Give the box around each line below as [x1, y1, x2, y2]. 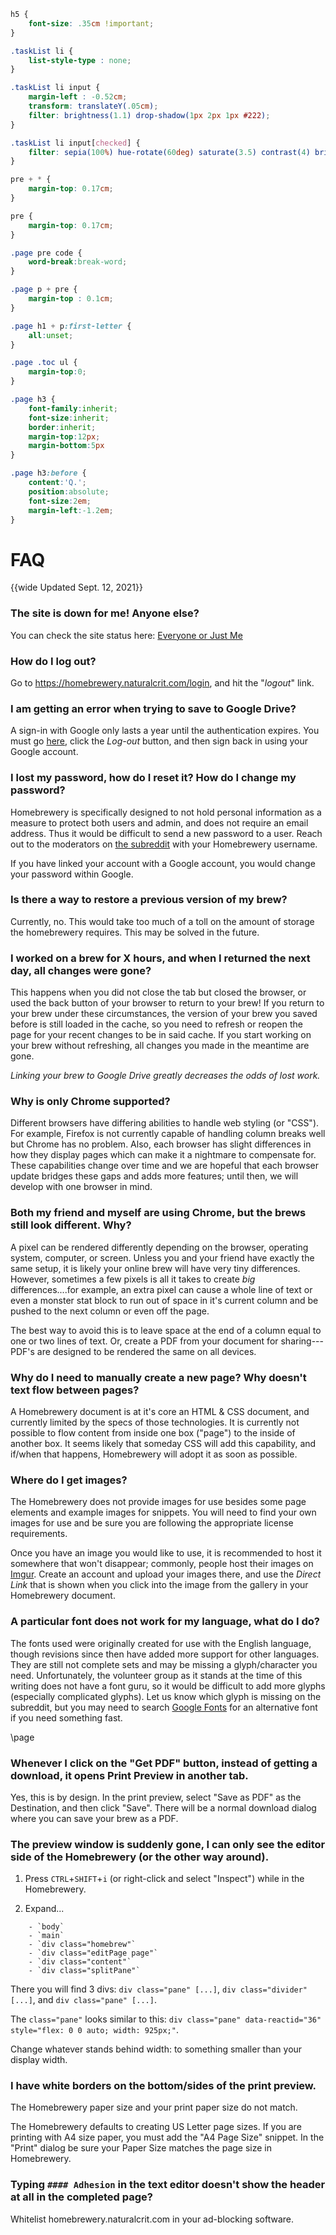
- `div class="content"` [28, 1957, 132, 1967]
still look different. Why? [10, 1218, 132, 1232]
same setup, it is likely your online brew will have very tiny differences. [10, 1262, 301, 1274]
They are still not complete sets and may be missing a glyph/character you [10, 1658, 318, 1670]
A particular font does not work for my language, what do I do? [10, 1615, 320, 1629]
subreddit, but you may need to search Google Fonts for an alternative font [10, 1701, 318, 1713]
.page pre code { [10, 248, 83, 258]
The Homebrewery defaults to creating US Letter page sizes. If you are [10, 2121, 302, 2133]
